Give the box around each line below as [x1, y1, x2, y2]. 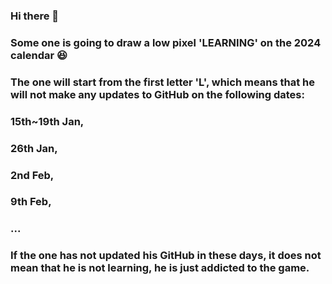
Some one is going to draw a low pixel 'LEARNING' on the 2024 [10, 35, 322, 49]
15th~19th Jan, [10, 114, 85, 128]
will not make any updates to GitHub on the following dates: [10, 87, 305, 101]
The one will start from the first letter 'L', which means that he [10, 75, 316, 89]
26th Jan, [10, 141, 58, 155]
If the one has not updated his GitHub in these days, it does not [10, 249, 322, 263]
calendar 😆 [10, 48, 68, 62]
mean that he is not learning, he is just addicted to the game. [10, 261, 310, 275]
